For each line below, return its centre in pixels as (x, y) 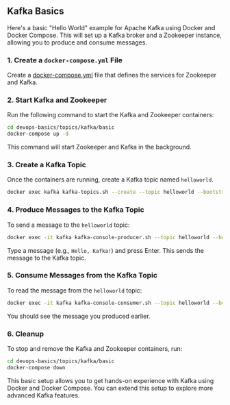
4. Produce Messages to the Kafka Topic (76, 210)
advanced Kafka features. (43, 395)
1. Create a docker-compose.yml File (65, 60)
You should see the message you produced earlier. (79, 316)
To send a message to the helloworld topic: (68, 225)
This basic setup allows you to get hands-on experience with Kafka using (111, 380)
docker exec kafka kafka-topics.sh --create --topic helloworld (101, 192)
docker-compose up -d (38, 134)
